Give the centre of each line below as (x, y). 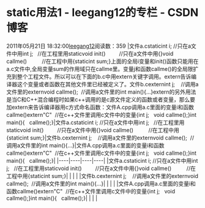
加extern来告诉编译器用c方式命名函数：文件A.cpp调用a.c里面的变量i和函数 (100, 107)
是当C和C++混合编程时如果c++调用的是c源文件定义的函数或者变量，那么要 (101, 99)
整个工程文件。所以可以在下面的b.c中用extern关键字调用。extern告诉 (104, 76)
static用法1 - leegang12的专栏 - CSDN (102, 13)
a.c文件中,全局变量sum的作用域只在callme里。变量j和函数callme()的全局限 (100, 69)
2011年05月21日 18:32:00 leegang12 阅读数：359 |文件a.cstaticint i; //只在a (99, 46)
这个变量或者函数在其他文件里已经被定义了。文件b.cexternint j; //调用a (108, 84)
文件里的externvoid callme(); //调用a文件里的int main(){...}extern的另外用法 (101, 92)
